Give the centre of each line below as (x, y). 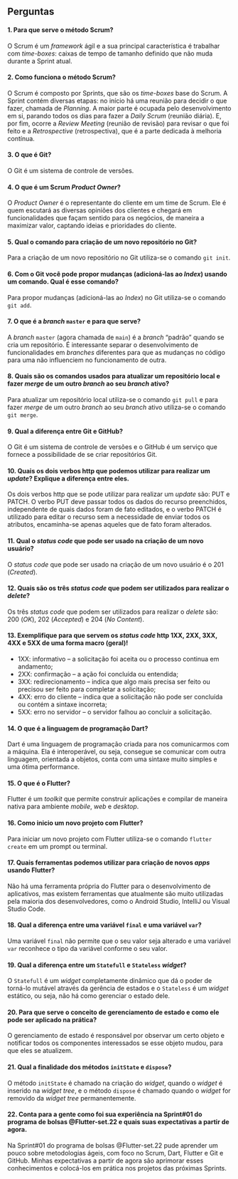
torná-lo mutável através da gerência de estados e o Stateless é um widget (118, 988)
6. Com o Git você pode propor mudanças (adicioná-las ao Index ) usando (117, 274)
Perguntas (31, 12)
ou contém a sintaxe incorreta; (63, 704)
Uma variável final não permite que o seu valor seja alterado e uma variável (119, 941)
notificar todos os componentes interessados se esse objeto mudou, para (115, 1043)
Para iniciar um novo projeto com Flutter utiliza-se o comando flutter (110, 839)
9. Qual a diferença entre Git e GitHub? (65, 431)
